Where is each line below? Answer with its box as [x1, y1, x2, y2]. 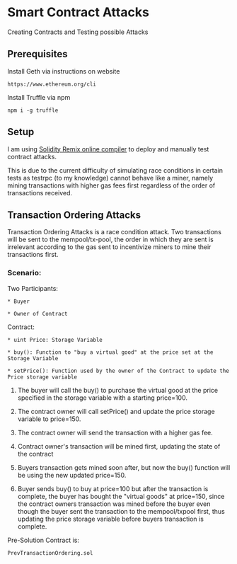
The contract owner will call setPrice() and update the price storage [17, 407, 215, 415]
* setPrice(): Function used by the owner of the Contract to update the [7, 367, 230, 374]
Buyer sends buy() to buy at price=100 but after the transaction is [17, 484, 209, 493]
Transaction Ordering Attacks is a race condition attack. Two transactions [7, 228, 221, 236]
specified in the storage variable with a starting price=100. [17, 393, 187, 402]
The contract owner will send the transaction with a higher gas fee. [17, 428, 214, 437]
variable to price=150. [17, 415, 81, 423]
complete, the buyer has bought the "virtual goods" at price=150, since [17, 492, 225, 500]
